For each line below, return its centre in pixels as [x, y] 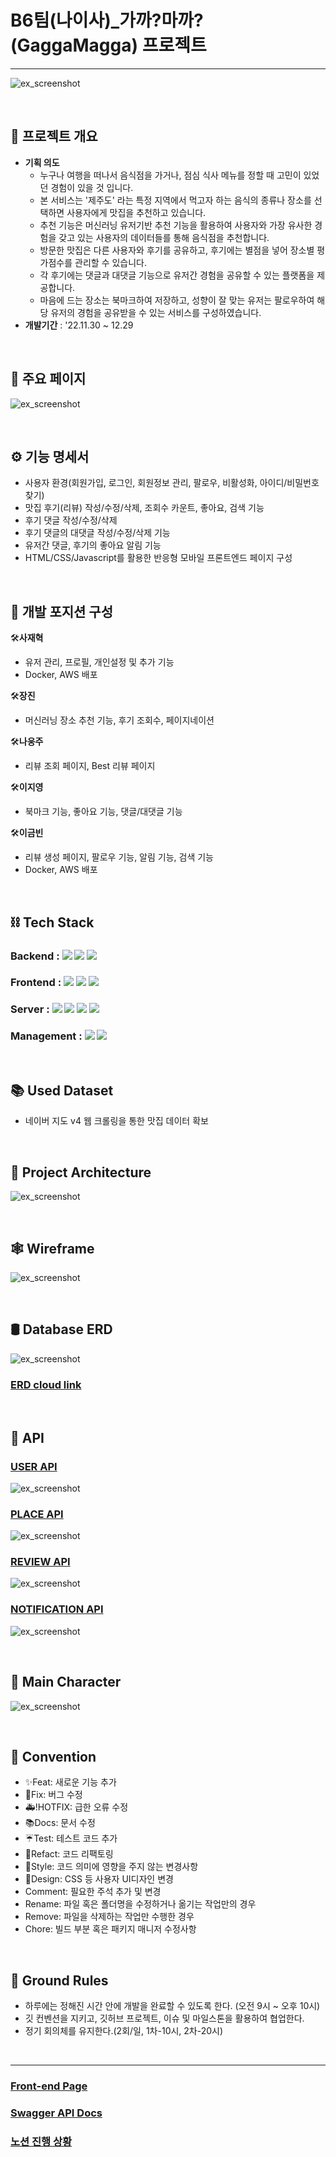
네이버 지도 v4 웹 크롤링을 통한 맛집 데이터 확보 [116, 1121]
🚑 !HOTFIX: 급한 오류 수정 [76, 1807]
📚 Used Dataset [62, 1091]
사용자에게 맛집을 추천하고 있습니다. [136, 212]
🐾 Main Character [66, 1682]
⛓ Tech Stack [52, 922]
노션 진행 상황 [41, 2141]
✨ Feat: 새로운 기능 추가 [70, 1782]
